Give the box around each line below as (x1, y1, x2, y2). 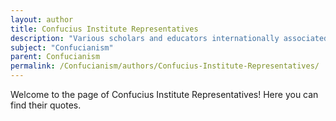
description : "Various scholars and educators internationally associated (10, 33, 329, 43)
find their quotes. (10, 99, 82, 111)
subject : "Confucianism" (10, 42, 114, 53)
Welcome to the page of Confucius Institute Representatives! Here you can (10, 89, 319, 100)
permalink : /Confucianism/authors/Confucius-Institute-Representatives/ (10, 61, 320, 71)
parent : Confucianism (10, 52, 101, 62)
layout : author (10, 14, 74, 25)
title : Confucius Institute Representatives (10, 24, 199, 34)
